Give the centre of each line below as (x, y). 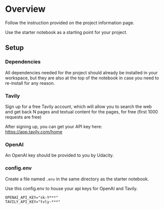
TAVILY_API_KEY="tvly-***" (33, 202)
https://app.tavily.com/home (34, 132)
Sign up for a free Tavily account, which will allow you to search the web (78, 106)
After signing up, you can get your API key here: (54, 126)
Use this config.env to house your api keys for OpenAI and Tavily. (71, 188)
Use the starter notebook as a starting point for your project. (66, 32)
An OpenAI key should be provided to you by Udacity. (60, 155)
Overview (25, 9)
